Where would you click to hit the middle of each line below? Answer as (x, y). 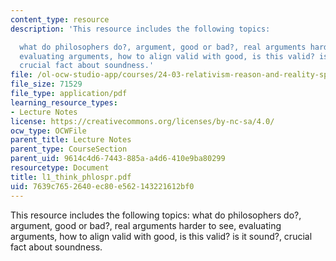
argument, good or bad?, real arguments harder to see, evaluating (146, 225)
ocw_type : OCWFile (48, 131)
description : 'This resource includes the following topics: (140, 29)
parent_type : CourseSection (69, 149)
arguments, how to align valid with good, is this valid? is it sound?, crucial (161, 236)
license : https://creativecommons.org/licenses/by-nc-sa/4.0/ (142, 121)
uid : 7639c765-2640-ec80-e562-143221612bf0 (102, 186)
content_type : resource (60, 19)
